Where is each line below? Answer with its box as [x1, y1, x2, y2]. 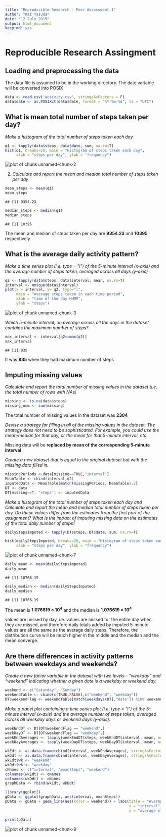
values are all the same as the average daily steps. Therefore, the [5, 627, 138, 633]
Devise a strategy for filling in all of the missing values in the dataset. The [5, 422, 155, 428]
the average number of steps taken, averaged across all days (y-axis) [5, 268, 148, 274]
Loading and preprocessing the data [5, 66, 119, 75]
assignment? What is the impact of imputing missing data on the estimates [5, 515, 158, 521]
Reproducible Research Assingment [5, 47, 156, 58]
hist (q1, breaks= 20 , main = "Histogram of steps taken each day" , [5, 148, 145, 153]
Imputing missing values [5, 371, 83, 379]
